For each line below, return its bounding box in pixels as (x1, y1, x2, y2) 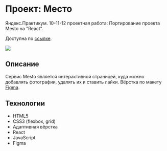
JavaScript (12, 134, 36, 141)
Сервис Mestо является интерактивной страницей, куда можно (5, 73, 145, 79)
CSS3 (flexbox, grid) (12, 118, 56, 124)
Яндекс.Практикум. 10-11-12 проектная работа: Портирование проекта (5, 20, 160, 26)
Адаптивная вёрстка (12, 123, 58, 130)
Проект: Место (5, 3, 73, 15)
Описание (5, 60, 39, 69)
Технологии (5, 99, 45, 108)
